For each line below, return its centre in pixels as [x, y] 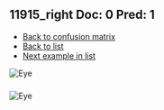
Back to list [43, 46]
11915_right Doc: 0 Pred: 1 [82, 15]
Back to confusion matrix [68, 36]
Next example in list [59, 55]
